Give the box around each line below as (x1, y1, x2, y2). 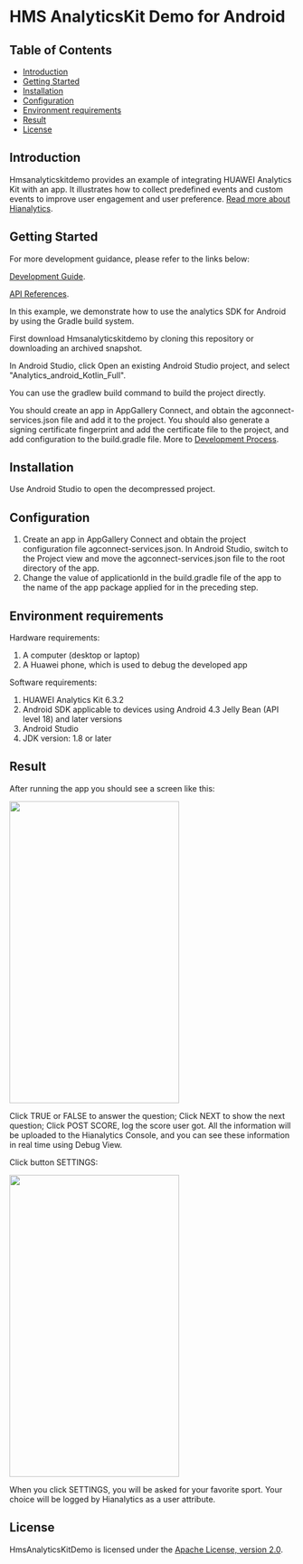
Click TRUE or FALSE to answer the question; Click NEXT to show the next (9, 1110, 286, 1121)
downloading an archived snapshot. (9, 342, 143, 354)
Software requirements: (9, 677, 98, 688)
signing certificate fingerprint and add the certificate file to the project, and (9, 423, 289, 435)
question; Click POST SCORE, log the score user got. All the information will (9, 1120, 291, 1131)
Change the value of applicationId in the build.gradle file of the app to (22, 573, 282, 583)
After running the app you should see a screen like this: (9, 782, 215, 793)
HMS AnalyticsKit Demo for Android (9, 6, 286, 27)
